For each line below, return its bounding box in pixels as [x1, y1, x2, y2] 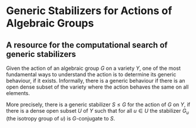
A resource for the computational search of [6, 40, 168, 50]
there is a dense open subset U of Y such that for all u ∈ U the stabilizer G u [6, 107, 190, 116]
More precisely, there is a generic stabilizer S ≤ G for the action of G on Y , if [6, 101, 191, 108]
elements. [6, 90, 31, 96]
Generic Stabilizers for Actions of [6, 4, 172, 18]
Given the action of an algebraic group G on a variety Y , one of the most [6, 65, 181, 72]
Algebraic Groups [6, 16, 94, 30]
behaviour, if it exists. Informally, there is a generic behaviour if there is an [6, 78, 185, 84]
